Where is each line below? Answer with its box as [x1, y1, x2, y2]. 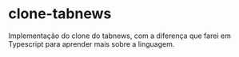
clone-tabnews [8, 5, 112, 23]
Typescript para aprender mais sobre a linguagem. [8, 39, 175, 48]
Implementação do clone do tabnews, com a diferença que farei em [8, 31, 232, 40]
